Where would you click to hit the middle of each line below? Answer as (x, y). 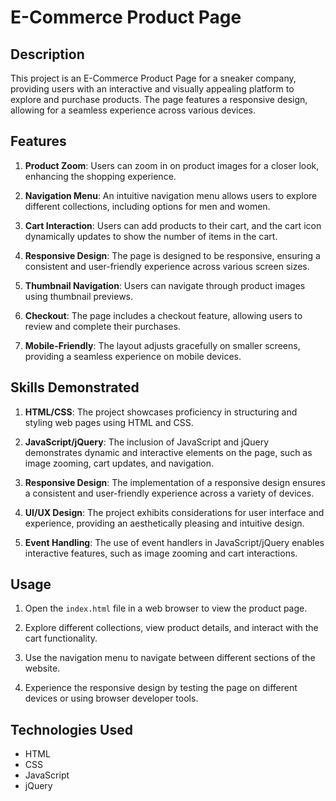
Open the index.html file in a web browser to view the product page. (166, 608)
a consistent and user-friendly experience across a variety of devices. (169, 493)
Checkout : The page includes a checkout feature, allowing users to (163, 315)
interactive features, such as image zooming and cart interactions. (161, 553)
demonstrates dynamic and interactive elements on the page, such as (168, 452)
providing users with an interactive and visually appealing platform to (152, 89)
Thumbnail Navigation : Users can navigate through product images (165, 285)
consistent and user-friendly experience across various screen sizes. (167, 266)
